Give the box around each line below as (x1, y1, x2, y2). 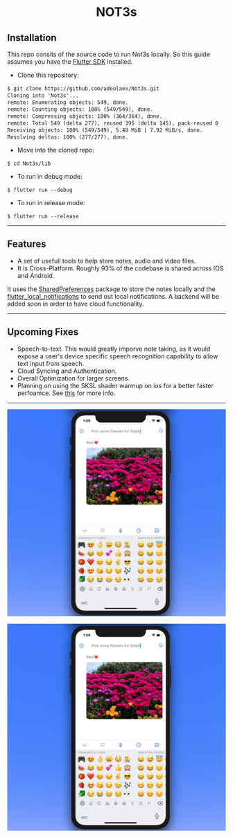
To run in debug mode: (17, 173, 83, 180)
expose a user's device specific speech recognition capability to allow (17, 351, 218, 360)
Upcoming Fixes (7, 326, 79, 338)
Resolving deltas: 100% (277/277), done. (7, 134, 129, 141)
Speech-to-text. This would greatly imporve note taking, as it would (17, 344, 211, 353)
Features (7, 238, 46, 250)
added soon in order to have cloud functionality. (7, 299, 144, 308)
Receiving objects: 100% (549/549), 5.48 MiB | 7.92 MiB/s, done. (7, 127, 203, 134)
